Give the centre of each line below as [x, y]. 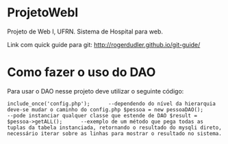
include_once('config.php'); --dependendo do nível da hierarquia [111, 104]
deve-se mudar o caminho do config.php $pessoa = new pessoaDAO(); [105, 110]
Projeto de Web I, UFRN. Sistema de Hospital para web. [85, 31]
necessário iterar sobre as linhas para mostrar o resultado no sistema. [115, 133]
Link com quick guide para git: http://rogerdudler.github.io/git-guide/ [104, 44]
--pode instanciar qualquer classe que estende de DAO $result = [102, 115]
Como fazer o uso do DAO [81, 72]
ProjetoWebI [43, 13]
